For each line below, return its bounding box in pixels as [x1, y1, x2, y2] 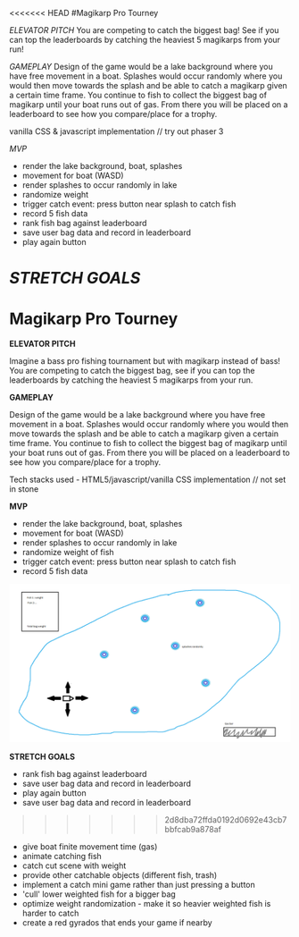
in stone [9, 484, 39, 494]
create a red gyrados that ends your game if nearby [21, 916, 212, 928]
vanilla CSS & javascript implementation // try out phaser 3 [9, 126, 224, 137]
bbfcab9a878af [164, 823, 221, 834]
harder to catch [21, 907, 79, 918]
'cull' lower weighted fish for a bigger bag [21, 889, 176, 899]
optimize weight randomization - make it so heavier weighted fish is [21, 898, 271, 908]
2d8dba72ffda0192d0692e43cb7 [164, 814, 287, 825]
